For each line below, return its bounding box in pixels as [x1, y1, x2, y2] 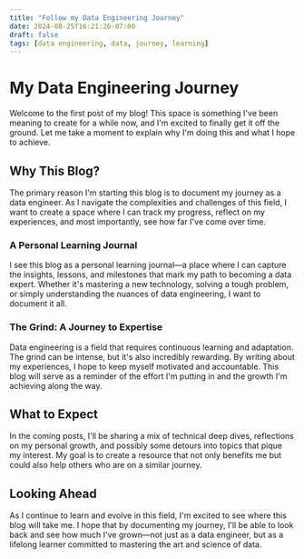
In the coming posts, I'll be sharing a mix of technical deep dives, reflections [9, 431, 295, 442]
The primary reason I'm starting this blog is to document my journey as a [9, 187, 281, 198]
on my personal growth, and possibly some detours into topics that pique [9, 440, 283, 451]
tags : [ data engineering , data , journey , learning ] [9, 38, 209, 48]
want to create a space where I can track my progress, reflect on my [9, 206, 266, 217]
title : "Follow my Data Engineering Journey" [9, 13, 184, 23]
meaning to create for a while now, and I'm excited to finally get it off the [9, 117, 279, 128]
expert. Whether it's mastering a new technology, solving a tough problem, [9, 279, 289, 290]
